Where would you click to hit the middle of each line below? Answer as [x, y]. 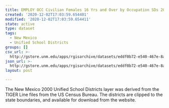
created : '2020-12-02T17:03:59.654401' [47, 15]
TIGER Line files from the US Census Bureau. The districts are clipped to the [84, 94]
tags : [11, 33]
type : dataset [20, 29]
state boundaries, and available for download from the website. [71, 100]
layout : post [19, 71]
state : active [20, 24]
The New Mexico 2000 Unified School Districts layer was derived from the [82, 89]
